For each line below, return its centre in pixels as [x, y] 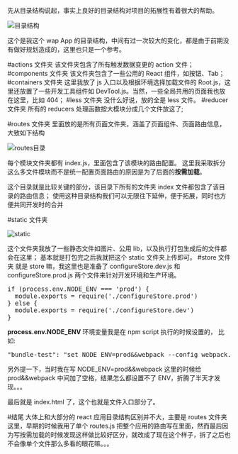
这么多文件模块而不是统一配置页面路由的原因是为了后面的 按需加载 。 [107, 172]
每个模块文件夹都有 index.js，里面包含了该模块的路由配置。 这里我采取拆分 [117, 163]
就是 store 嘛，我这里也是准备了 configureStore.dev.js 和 [98, 266]
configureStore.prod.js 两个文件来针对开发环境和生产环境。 [94, 275]
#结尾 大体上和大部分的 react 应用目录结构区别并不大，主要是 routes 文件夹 [118, 417]
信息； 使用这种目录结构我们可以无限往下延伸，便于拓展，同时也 [126, 196]
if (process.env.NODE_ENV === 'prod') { [79, 289]
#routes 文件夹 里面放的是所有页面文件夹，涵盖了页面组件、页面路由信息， [117, 124]
